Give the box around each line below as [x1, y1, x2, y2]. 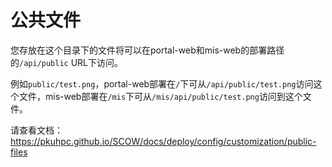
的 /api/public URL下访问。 [10, 56, 124, 68]
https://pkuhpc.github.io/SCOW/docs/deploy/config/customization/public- [10, 135, 317, 147]
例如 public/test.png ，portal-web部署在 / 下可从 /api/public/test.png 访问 [10, 77, 314, 90]
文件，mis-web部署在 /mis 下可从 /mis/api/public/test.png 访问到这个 [18, 90, 303, 102]
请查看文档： [10, 124, 63, 136]
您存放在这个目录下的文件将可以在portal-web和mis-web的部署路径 [10, 44, 285, 56]
